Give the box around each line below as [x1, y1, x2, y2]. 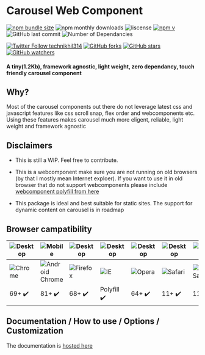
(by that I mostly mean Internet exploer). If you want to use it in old [15, 175, 183, 182]
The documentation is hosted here [6, 342, 93, 349]
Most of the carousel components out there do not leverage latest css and [6, 103, 193, 111]
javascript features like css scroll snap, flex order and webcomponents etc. [6, 109, 195, 117]
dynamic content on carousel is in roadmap [15, 206, 124, 214]
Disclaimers [6, 140, 53, 150]
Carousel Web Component [6, 4, 143, 18]
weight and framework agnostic [6, 123, 87, 130]
